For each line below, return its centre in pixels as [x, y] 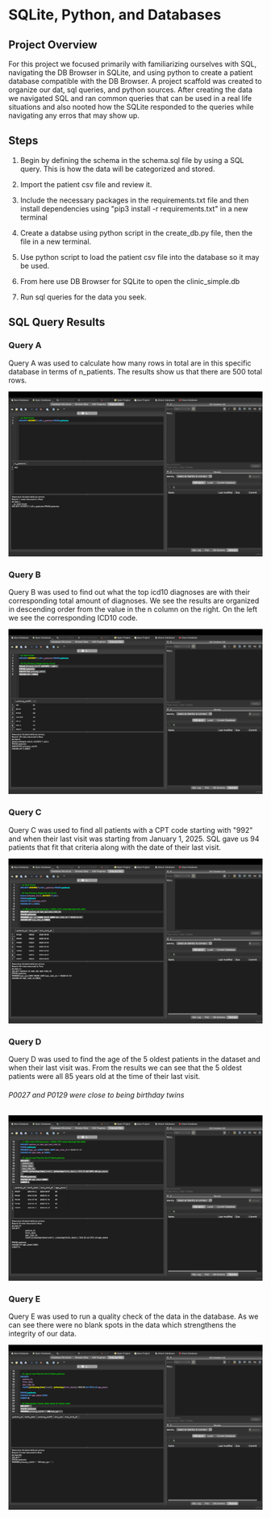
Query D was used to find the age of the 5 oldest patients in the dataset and [134, 1060]
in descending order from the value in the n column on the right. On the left [133, 609]
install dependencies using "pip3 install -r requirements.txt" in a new [134, 208]
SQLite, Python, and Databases [115, 15]
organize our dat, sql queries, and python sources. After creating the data [130, 90]
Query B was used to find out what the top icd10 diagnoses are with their [129, 592]
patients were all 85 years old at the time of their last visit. [104, 1077]
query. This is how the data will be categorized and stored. [117, 169]
